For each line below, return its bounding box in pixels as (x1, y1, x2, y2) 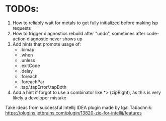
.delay (20, 68, 33, 74)
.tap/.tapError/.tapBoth (20, 84, 67, 90)
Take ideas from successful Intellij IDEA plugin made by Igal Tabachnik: (5, 104, 152, 110)
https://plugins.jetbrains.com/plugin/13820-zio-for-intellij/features (5, 109, 142, 116)
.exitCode (20, 63, 40, 69)
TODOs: (5, 3, 39, 15)
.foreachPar (20, 79, 45, 85)
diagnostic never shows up (27, 36, 83, 42)
